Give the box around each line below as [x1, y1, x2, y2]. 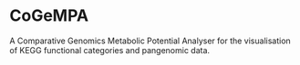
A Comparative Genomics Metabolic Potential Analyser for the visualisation [9, 35, 292, 46]
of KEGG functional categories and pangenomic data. [9, 44, 211, 55]
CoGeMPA [9, 5, 89, 26]
